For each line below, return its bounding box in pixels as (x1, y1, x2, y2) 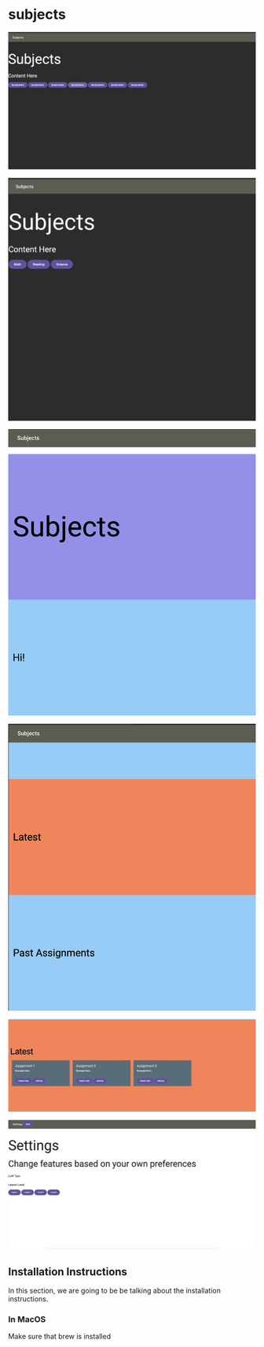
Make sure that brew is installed (8, 1332, 112, 1341)
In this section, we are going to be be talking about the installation (8, 1286, 222, 1295)
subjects (8, 6, 67, 24)
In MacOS (8, 1313, 46, 1324)
